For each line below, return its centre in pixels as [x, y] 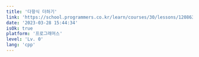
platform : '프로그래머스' [34, 34]
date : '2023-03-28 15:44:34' [42, 23]
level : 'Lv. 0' [25, 39]
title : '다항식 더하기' [32, 12]
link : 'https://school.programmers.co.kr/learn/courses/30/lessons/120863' [102, 17]
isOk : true [20, 28]
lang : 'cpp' [21, 45]
